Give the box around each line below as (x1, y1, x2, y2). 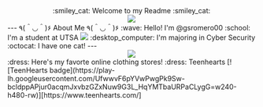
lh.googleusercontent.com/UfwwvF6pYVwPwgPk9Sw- (7, 74, 186, 83)
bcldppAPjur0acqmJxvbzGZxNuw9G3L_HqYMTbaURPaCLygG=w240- (7, 82, 237, 91)
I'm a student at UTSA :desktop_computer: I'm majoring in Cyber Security (7, 33, 256, 42)
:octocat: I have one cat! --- (7, 41, 98, 50)
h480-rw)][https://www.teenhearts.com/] (7, 91, 142, 99)
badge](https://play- (49, 66, 116, 75)
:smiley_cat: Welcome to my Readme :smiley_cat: (52, 6, 211, 15)
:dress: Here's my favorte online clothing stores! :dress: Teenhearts (7, 57, 226, 66)
